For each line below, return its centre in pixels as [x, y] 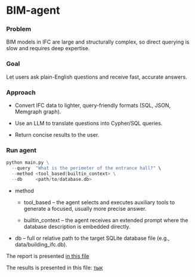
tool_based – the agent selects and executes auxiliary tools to [99, 202]
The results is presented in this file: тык [55, 267]
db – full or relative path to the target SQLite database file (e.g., [92, 238]
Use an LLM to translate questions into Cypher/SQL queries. [89, 124]
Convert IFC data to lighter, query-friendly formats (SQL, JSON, [93, 106]
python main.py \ [28, 163]
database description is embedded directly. [77, 226]
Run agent [21, 150]
